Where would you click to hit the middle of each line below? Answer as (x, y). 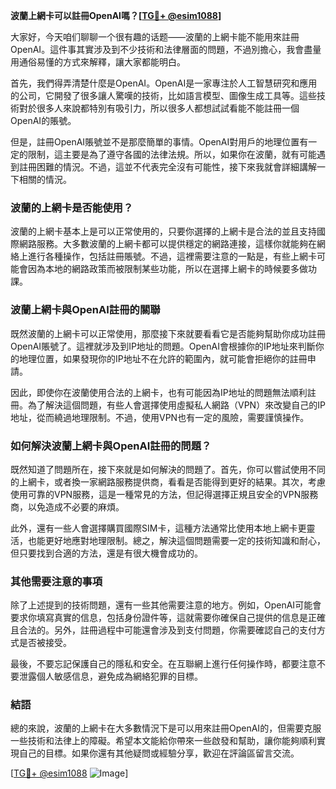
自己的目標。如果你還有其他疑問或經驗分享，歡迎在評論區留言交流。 (159, 753)
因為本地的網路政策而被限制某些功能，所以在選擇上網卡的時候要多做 (167, 269)
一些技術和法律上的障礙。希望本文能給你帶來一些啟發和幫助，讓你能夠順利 (163, 741)
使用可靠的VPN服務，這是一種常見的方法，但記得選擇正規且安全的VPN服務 (164, 494)
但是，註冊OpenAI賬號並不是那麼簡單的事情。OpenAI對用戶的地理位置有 (159, 142)
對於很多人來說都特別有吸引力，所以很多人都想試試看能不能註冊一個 (159, 108)
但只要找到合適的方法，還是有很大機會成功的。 (106, 553)
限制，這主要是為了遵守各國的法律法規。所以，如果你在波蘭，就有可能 (172, 154)
